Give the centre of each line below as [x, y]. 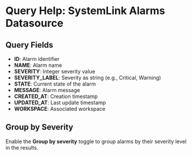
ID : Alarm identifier [37, 59]
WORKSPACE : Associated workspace [60, 109]
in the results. [22, 147]
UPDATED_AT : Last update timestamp [60, 103]
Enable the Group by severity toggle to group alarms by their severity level [96, 141]
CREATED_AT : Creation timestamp [56, 96]
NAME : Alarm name [38, 65]
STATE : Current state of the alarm [55, 84]
